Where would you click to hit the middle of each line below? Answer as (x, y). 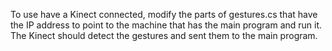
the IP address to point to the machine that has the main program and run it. (166, 25)
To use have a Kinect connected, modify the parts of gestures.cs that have (164, 14)
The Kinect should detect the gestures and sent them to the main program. (164, 35)
